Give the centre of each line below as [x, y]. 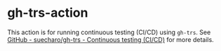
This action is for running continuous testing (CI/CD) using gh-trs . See [109, 32]
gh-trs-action [48, 13]
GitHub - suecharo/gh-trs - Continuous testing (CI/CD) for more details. [110, 39]
